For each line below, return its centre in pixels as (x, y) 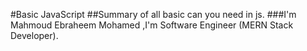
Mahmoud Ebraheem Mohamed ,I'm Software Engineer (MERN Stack (152, 25)
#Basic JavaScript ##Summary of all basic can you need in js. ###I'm (153, 14)
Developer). (34, 35)
